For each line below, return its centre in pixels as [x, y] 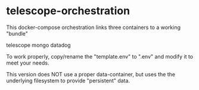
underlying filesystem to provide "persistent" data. [68, 81]
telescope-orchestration [68, 11]
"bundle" [17, 33]
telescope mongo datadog [38, 45]
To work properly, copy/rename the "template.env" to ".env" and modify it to [100, 56]
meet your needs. [28, 63]
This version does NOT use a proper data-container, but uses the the [91, 74]
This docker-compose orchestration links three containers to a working [93, 27]
